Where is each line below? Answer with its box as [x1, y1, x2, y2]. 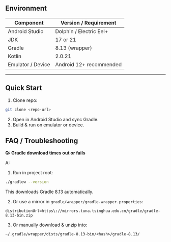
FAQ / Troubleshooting [5, 136, 78, 145]
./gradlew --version [5, 179, 49, 185]
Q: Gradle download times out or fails [5, 150, 85, 156]
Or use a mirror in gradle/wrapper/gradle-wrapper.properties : [12, 199, 144, 205]
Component [14, 19, 44, 26]
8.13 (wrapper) [55, 44, 93, 51]
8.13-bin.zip [5, 213, 33, 218]
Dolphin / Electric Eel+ [55, 28, 108, 35]
